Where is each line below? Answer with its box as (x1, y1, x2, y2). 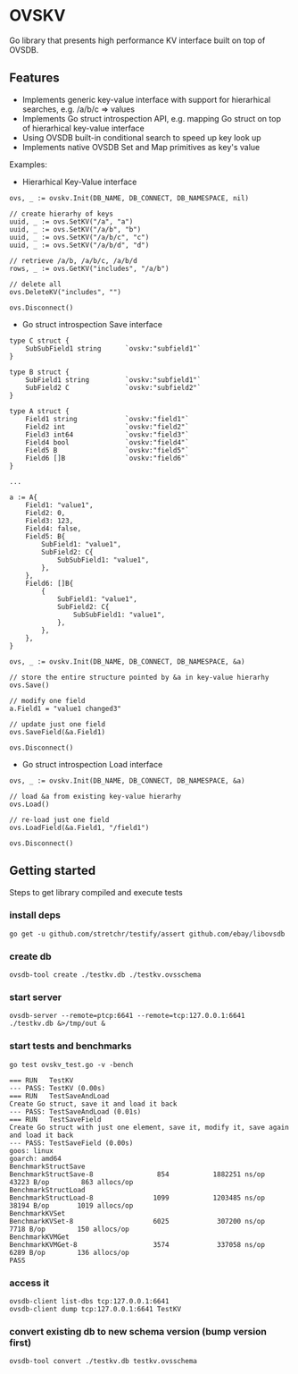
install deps (9, 909, 61, 921)
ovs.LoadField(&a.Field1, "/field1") (9, 823, 150, 832)
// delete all (9, 279, 62, 289)
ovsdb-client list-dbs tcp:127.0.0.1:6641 (9, 1297, 170, 1306)
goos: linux (9, 1146, 54, 1155)
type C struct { (9, 336, 70, 345)
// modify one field (9, 696, 87, 705)
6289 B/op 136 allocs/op (9, 1248, 129, 1257)
